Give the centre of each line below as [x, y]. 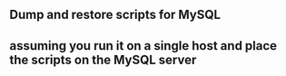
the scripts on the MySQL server [103, 59]
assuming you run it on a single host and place [143, 46]
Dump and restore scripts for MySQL [115, 15]
